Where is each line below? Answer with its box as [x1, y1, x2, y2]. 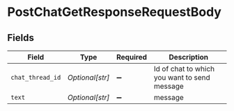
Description [169, 53, 209, 62]
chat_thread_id [10, 74, 61, 81]
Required [116, 53, 148, 62]
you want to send [153, 73, 210, 82]
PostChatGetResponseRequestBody [7, 4, 221, 20]
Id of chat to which [153, 64, 215, 74]
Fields [7, 32, 35, 44]
